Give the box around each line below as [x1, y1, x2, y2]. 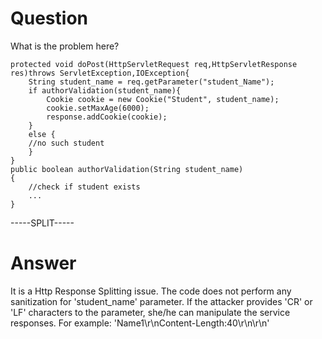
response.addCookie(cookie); [46, 112, 168, 122]
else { [28, 129, 56, 139]
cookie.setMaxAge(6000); [46, 103, 150, 113]
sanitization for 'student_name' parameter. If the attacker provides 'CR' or [10, 295, 313, 307]
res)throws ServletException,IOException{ [10, 68, 190, 78]
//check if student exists [28, 182, 141, 192]
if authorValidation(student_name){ [28, 85, 182, 96]
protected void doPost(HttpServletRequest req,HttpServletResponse [10, 59, 298, 69]
